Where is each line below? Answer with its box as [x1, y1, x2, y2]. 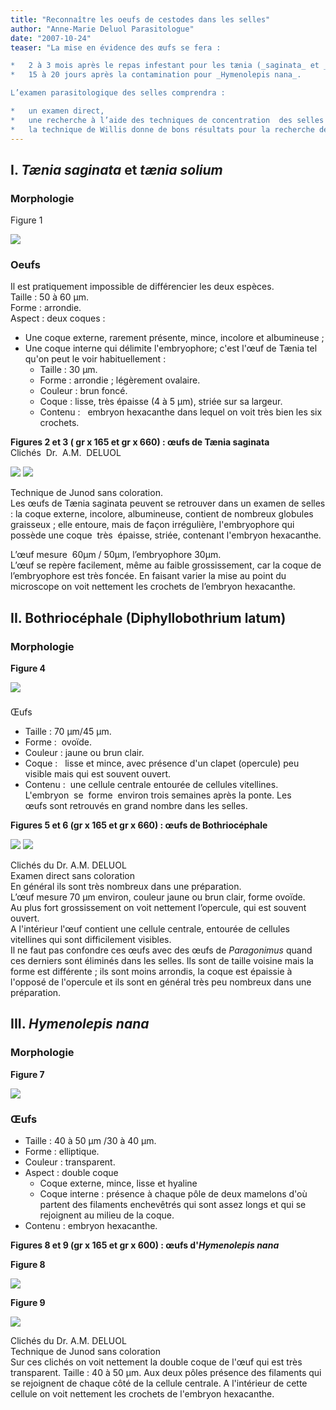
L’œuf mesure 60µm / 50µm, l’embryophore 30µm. [10, 549, 222, 561]
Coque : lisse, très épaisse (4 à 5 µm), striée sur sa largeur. [39, 396, 283, 408]
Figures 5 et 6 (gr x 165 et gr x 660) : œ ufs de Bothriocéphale [10, 819, 268, 831]
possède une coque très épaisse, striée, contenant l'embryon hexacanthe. [10, 529, 322, 541]
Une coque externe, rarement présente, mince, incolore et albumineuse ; [24, 332, 325, 344]
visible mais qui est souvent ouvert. [24, 768, 172, 780]
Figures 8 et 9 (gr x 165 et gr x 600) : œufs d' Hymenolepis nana [10, 1239, 280, 1251]
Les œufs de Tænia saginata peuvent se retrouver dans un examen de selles [10, 497, 326, 510]
